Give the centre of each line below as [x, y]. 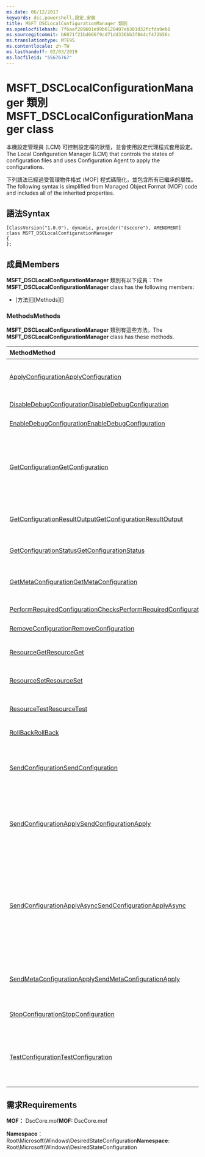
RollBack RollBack [34, 733]
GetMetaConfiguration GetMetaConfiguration [74, 582]
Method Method [33, 353]
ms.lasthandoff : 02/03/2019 [42, 52]
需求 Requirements [42, 1105]
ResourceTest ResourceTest [48, 709]
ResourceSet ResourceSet [46, 681]
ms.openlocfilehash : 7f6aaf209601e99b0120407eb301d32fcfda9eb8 [88, 29]
